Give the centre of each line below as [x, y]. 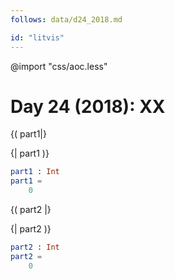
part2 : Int [35, 247]
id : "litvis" [37, 37]
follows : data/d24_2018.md [66, 19]
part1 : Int [35, 172]
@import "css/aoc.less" [59, 66]
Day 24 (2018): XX [88, 106]
